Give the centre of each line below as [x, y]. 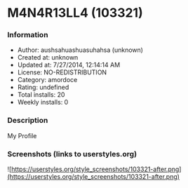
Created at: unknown [48, 58]
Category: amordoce [47, 80]
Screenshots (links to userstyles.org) [72, 154]
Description [28, 121]
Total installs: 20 [41, 95]
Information [28, 35]
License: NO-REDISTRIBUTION [62, 72]
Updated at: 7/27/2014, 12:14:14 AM [69, 65]
